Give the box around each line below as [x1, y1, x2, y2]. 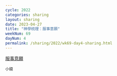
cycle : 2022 [5, 7, 31, 13]
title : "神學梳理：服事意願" [5, 27, 60, 32]
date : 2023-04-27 [5, 21, 42, 27]
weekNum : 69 [5, 31, 31, 36]
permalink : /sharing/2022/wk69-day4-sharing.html [5, 41, 113, 46]
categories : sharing [5, 12, 49, 17]
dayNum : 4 [5, 36, 26, 41]
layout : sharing [5, 17, 40, 22]
